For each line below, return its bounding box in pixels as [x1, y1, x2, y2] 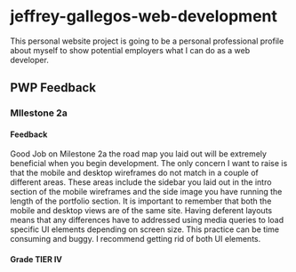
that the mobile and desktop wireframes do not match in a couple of [10, 167, 259, 179]
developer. [10, 54, 50, 65]
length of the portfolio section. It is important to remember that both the [10, 196, 272, 206]
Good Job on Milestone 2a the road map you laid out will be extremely [10, 148, 268, 159]
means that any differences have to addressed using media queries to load [10, 215, 284, 226]
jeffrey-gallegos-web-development [10, 6, 278, 27]
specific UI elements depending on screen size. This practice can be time [10, 224, 279, 235]
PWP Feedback [10, 80, 97, 95]
